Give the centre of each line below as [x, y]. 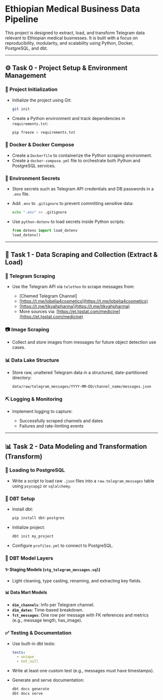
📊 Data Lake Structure [32, 360]
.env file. [21, 194]
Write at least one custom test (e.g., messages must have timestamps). [83, 671]
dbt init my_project [33, 536]
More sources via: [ [39, 311]
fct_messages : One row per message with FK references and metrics [80, 615]
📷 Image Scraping [27, 330]
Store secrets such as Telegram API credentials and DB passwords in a [83, 188]
